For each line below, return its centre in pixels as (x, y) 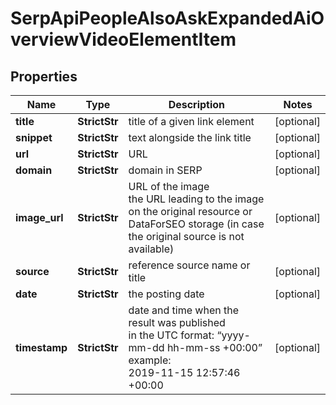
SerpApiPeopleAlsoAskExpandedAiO (167, 18)
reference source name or (189, 265)
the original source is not (186, 236)
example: (150, 360)
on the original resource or (190, 211)
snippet (34, 137)
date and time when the (184, 310)
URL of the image (169, 186)
